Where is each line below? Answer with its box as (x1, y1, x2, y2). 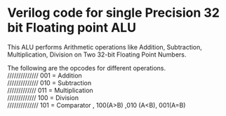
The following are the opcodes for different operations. (7, 64, 166, 72)
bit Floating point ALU (7, 20, 137, 36)
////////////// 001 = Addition (7, 71, 82, 80)
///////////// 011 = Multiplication (7, 86, 93, 94)
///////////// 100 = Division (7, 93, 79, 102)
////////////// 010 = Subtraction (7, 78, 92, 87)
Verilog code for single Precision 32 (7, 5, 220, 21)
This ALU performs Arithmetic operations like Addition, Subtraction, (7, 43, 202, 51)
